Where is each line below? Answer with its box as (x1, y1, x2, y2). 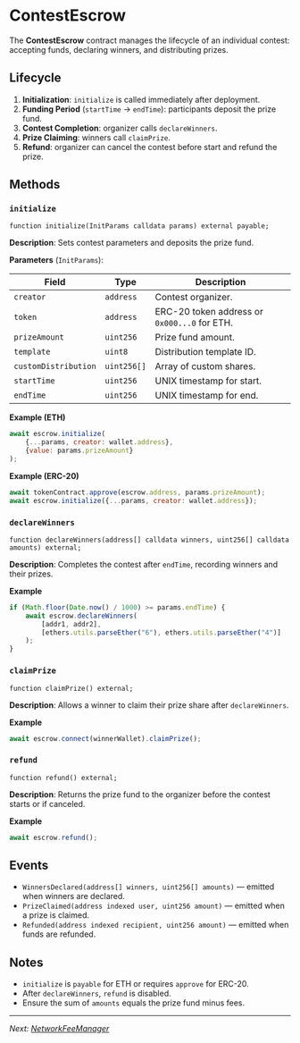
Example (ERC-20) (9, 470, 79, 481)
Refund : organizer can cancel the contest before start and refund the (21, 141, 278, 152)
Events (9, 857, 49, 872)
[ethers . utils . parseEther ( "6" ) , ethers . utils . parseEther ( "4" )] (41, 627, 281, 637)
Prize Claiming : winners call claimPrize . (21, 131, 171, 143)
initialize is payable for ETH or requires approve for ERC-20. (21, 979, 249, 989)
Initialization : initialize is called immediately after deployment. (21, 94, 261, 105)
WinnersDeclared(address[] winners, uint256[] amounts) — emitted (21, 881, 275, 892)
